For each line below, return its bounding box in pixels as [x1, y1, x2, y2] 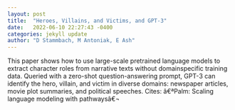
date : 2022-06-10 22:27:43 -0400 [7, 24, 113, 31]
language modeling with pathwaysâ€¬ [7, 94, 120, 104]
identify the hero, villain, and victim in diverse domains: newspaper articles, [7, 79, 229, 88]
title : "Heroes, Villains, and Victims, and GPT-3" [7, 17, 167, 24]
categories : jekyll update [7, 30, 88, 38]
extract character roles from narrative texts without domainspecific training [7, 64, 228, 73]
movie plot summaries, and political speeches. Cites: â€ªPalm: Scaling [7, 87, 214, 96]
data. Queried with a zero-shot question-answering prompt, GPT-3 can [7, 72, 216, 81]
